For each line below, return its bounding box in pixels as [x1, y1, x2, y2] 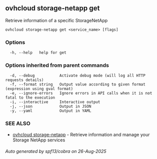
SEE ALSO [5, 120, 31, 127]
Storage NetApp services [12, 137, 66, 143]
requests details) [5, 77, 44, 83]
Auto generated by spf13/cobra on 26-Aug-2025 [5, 148, 107, 154]
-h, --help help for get [10, 50, 67, 55]
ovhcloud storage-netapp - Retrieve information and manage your [12, 131, 150, 137]
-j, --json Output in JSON [10, 104, 92, 109]
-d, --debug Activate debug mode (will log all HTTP [10, 73, 145, 78]
